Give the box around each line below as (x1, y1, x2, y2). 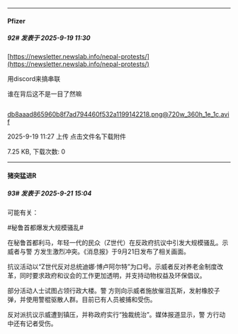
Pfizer (7, 16, 26, 25)
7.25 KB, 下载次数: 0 (7, 147, 66, 156)
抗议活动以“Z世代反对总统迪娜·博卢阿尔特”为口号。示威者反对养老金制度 (7, 262, 217, 271)
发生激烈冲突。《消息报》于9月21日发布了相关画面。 (40, 247, 190, 256)
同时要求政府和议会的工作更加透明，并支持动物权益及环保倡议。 (19, 271, 206, 280)
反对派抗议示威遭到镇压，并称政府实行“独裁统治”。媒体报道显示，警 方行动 (7, 311, 226, 319)
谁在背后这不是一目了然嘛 (7, 90, 82, 98)
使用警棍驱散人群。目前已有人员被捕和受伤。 (25, 296, 157, 304)
